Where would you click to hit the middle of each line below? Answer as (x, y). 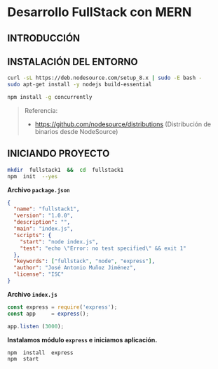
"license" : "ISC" (39, 274)
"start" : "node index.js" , (59, 242)
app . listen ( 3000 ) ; (36, 326)
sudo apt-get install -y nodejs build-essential (80, 85)
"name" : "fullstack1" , (47, 209)
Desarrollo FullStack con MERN (100, 12)
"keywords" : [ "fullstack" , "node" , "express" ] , (84, 261)
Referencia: (41, 111)
